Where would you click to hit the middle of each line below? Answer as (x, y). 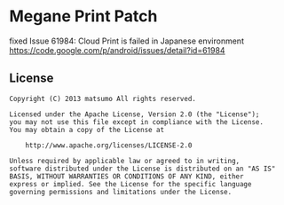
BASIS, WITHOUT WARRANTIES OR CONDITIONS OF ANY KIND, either (126, 176)
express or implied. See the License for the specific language (130, 184)
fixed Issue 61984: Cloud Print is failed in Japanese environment (126, 41)
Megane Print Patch (83, 16)
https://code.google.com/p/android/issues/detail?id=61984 (117, 50)
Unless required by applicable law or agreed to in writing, (125, 161)
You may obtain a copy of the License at (87, 130)
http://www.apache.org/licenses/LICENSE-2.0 (109, 145)
